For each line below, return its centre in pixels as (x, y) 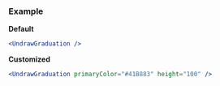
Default (21, 29)
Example (26, 11)
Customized (29, 59)
